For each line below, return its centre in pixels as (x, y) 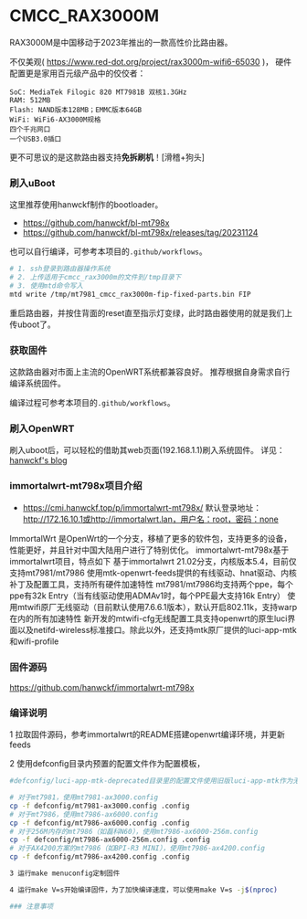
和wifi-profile (34, 641)
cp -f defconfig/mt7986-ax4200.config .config (100, 857)
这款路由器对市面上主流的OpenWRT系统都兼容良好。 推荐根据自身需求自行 (150, 372)
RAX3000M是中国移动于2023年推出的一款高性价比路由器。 (121, 42)
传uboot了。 (33, 324)
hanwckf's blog (38, 460)
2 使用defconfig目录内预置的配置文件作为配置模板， (107, 764)
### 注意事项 (32, 906)
